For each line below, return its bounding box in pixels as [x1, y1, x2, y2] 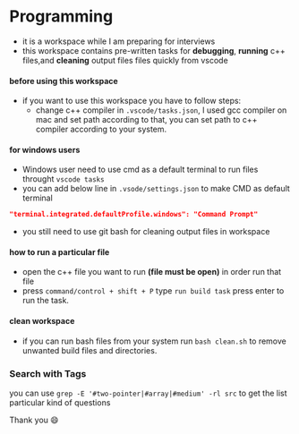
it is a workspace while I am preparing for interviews [21, 36, 216, 47]
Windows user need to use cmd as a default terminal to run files [21, 164, 259, 175]
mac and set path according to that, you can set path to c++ [35, 115, 258, 125]
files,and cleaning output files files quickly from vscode [21, 55, 228, 65]
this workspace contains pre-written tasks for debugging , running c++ [21, 45, 286, 55]
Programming [9, 6, 114, 27]
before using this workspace [9, 75, 118, 86]
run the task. [21, 295, 70, 306]
